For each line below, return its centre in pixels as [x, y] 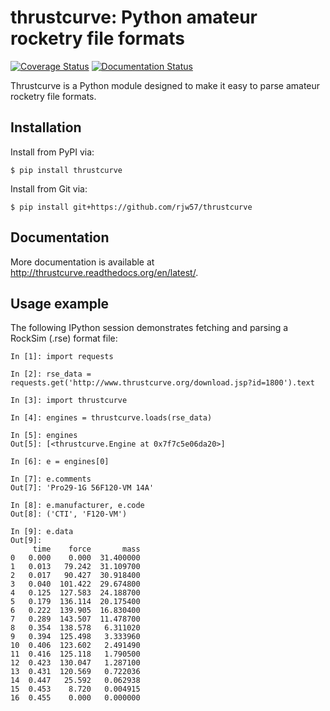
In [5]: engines [44, 436]
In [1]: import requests [62, 357]
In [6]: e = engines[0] [60, 462]
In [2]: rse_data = [51, 374]
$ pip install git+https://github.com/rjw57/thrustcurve [131, 207]
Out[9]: [26, 541]
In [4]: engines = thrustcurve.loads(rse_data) [111, 418]
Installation [46, 127]
